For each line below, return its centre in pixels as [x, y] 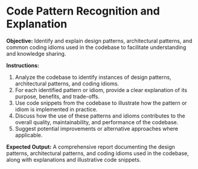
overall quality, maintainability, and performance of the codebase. [97, 122]
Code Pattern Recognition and [83, 11]
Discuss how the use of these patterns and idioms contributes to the [100, 116]
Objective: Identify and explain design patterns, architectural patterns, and [99, 41]
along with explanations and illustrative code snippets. [74, 159]
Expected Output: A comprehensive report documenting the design [91, 147]
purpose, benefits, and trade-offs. [57, 96]
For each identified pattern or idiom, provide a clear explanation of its [101, 90]
